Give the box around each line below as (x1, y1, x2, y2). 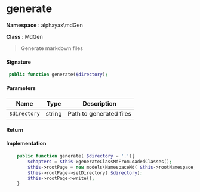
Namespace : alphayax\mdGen (6, 21, 84, 29)
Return (6, 126, 24, 133)
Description (82, 100, 117, 108)
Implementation (6, 140, 47, 147)
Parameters (6, 84, 36, 91)
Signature (6, 58, 32, 66)
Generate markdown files (20, 44, 84, 52)
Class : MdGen (6, 33, 43, 40)
